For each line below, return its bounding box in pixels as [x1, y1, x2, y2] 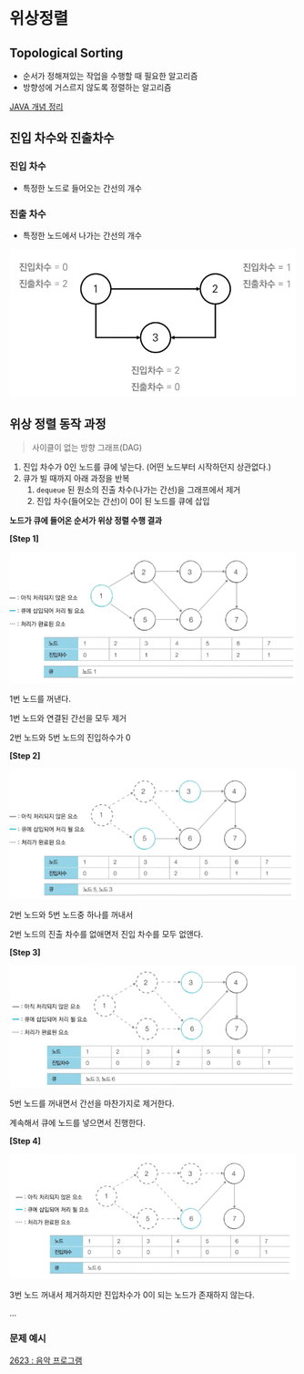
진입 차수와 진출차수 [9, 130, 115, 146]
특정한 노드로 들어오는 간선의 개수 [22, 182, 143, 193]
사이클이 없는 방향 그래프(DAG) [31, 442, 143, 453]
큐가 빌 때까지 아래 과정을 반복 [22, 473, 130, 484]
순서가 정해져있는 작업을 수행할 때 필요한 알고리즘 [22, 70, 198, 81]
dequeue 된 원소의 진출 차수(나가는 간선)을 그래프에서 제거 [35, 484, 241, 495]
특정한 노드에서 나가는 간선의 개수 [22, 230, 143, 241]
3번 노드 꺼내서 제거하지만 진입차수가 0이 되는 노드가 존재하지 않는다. [9, 1289, 255, 1300]
